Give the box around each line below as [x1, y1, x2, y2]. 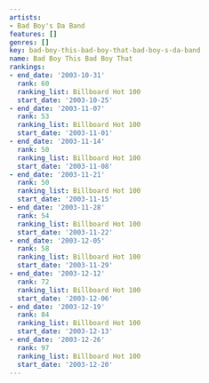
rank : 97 [17, 343, 50, 352]
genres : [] [9, 37, 50, 47]
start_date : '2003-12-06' [17, 294, 114, 303]
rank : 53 [17, 112, 50, 121]
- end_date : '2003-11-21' [9, 170, 105, 179]
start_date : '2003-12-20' [17, 360, 114, 369]
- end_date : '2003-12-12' [9, 269, 105, 278]
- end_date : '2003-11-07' [9, 104, 105, 113]
